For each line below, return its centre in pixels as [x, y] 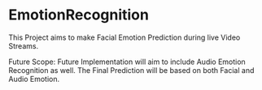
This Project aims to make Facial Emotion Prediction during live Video [124, 37]
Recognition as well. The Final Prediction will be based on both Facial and [131, 70]
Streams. [24, 45]
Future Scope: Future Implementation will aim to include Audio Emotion [127, 62]
